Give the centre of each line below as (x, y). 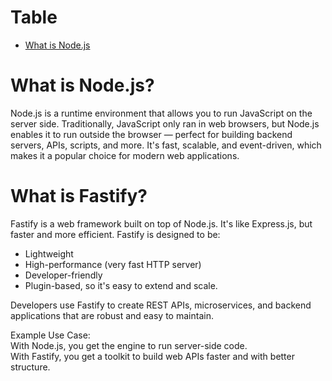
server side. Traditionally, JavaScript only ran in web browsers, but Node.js (165, 123)
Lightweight (49, 253)
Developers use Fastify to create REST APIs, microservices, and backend (161, 305)
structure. (30, 367)
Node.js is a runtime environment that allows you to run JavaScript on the (161, 113)
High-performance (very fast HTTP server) (113, 264)
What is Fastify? (79, 196)
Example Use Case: (50, 335)
